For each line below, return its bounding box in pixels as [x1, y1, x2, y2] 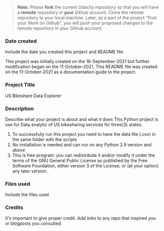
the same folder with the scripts [12, 136, 78, 142]
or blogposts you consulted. [5, 221, 63, 227]
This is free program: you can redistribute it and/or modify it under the [12, 152, 156, 158]
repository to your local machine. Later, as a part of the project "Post [17, 15, 157, 20]
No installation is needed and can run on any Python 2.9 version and [12, 141, 152, 148]
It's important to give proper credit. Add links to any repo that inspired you [5, 215, 156, 221]
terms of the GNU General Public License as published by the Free [12, 157, 148, 163]
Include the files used [5, 192, 49, 198]
